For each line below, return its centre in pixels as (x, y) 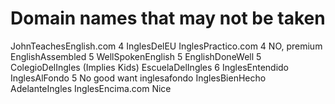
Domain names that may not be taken (168, 18)
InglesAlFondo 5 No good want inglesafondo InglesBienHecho (138, 78)
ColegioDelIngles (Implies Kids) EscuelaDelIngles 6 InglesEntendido (150, 67)
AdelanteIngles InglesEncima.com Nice (91, 88)
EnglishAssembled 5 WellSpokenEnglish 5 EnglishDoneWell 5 (136, 56)
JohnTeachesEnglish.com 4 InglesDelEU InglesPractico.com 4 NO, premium (166, 46)
